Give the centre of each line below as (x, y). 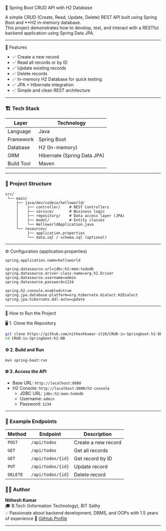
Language (19, 131)
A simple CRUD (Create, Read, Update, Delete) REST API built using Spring (81, 17)
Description (98, 434)
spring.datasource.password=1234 (40, 282)
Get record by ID (93, 458)
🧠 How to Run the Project (31, 313)
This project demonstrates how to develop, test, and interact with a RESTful (82, 28)
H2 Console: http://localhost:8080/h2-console (61, 388)
